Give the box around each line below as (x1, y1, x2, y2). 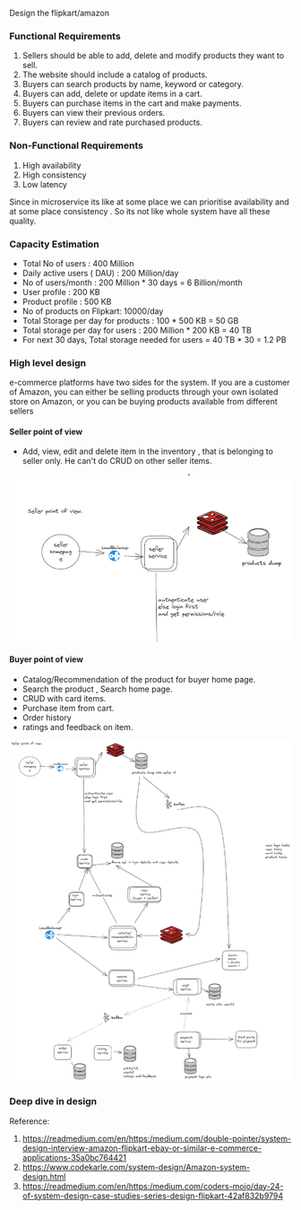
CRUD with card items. (21, 692, 107, 703)
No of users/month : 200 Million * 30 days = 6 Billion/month (21, 277, 244, 288)
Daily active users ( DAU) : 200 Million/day (21, 267, 179, 278)
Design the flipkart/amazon (9, 8, 110, 18)
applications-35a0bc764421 (21, 1152, 127, 1162)
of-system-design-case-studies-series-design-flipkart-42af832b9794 (21, 1190, 284, 1201)
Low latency (21, 178, 67, 189)
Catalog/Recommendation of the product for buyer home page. (21, 674, 256, 684)
